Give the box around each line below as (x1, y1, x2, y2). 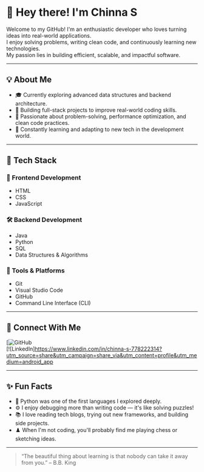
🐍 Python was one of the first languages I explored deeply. (15, 397, 162, 405)
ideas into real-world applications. (6, 32, 92, 39)
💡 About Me (6, 75, 52, 85)
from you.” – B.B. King (21, 459, 76, 466)
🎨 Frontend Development (6, 174, 81, 182)
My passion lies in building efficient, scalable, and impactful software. (6, 51, 181, 58)
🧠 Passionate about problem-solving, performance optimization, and (15, 112, 186, 120)
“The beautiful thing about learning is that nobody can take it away (21, 452, 188, 460)
